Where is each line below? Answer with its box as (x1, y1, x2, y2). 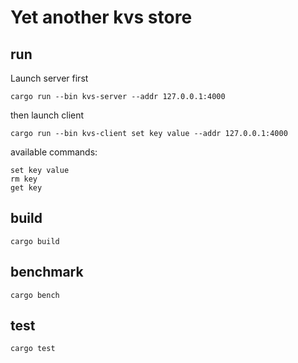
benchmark (10, 264, 84, 281)
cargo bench (10, 290, 60, 300)
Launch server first (10, 72, 89, 84)
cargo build (10, 236, 60, 246)
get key (10, 183, 43, 193)
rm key (10, 174, 38, 184)
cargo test (10, 344, 56, 354)
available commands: (10, 146, 98, 158)
